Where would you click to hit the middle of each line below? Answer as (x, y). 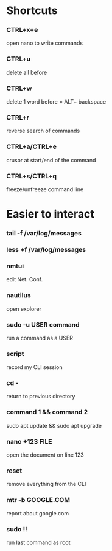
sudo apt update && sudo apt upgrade (54, 425)
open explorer (24, 309)
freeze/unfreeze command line (45, 189)
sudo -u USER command (43, 324)
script (15, 354)
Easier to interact (50, 214)
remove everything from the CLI (46, 484)
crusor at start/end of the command (51, 160)
